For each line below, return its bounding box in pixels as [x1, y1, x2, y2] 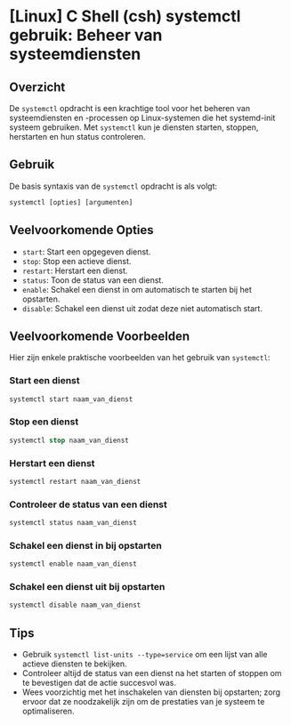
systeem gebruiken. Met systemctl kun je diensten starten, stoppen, [9, 122, 259, 133]
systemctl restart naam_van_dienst [9, 477, 141, 486]
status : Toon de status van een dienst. [21, 274, 165, 286]
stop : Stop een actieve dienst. [21, 255, 132, 266]
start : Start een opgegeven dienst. [21, 246, 151, 257]
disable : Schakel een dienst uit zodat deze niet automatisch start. [21, 302, 263, 313]
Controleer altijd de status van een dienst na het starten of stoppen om [21, 668, 282, 679]
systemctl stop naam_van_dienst [9, 436, 129, 445]
